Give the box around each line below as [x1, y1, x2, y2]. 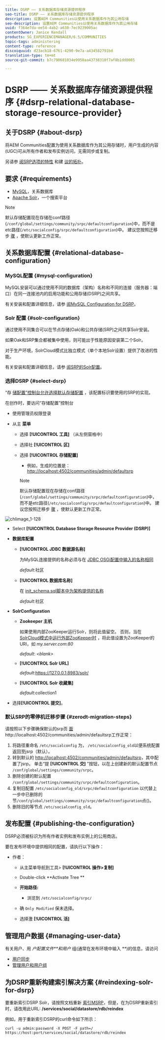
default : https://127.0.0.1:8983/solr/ [19, 670, 89, 676]
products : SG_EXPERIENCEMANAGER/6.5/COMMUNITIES [5, 35, 107, 40]
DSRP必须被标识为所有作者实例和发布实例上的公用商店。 [5, 833, 120, 839]
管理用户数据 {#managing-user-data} [5, 931, 121, 940]
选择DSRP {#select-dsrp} [5, 377, 66, 384]
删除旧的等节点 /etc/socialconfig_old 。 [12, 804, 95, 810]
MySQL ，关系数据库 [12, 189, 53, 195]
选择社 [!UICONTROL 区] [19, 442, 70, 448]
